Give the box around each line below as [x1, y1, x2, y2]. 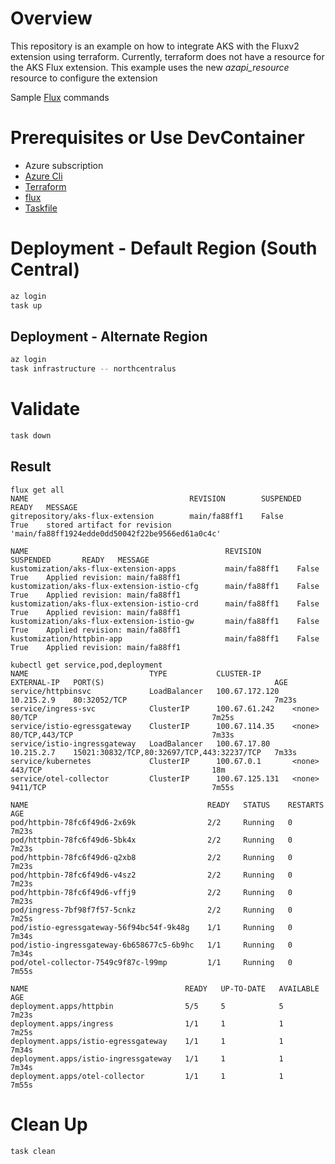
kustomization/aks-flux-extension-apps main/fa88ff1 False [10, 563, 320, 574]
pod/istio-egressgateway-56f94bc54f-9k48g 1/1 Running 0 [10, 922, 293, 932]
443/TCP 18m [10, 765, 226, 775]
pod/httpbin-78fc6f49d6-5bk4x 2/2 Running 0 [10, 835, 293, 845]
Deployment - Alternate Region [10, 328, 208, 345]
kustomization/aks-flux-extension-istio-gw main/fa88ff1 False [10, 616, 320, 626]
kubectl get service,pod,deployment [10, 660, 163, 670]
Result [10, 458, 52, 476]
